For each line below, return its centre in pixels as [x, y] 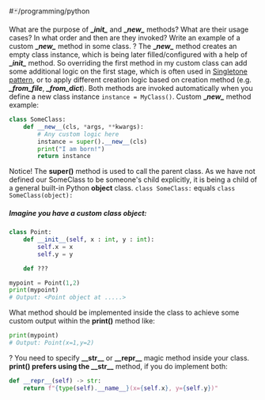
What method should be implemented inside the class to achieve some [124, 313]
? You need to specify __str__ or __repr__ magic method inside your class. [129, 357]
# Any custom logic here [78, 134]
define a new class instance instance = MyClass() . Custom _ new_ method [130, 96]
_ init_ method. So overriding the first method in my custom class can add [128, 63]
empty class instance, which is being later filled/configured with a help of [128, 55]
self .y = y [55, 254]
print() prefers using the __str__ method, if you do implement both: [118, 366]
